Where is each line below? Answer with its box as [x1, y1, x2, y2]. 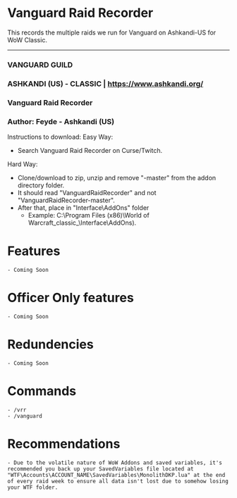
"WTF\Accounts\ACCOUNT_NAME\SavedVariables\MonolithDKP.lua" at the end [7, 471, 226, 478]
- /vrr [7, 406, 27, 413]
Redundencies [7, 337, 94, 353]
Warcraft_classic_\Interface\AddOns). [28, 218, 137, 227]
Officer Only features [7, 290, 134, 306]
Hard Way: [7, 160, 38, 168]
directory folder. [17, 181, 65, 189]
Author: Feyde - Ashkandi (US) [7, 116, 115, 126]
